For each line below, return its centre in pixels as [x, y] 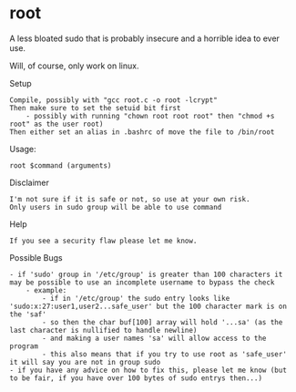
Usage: [23, 149]
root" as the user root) [56, 124]
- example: [46, 290]
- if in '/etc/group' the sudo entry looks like [136, 298]
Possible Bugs [36, 257]
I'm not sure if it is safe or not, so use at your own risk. [130, 199]
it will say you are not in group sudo [85, 362]
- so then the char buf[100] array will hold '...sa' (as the [163, 322]
